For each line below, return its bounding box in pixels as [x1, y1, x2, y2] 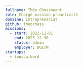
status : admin [14, 40, 44, 45]
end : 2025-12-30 [14, 36, 49, 41]
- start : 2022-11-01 [10, 31, 53, 36]
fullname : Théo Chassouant [5, 7, 62, 13]
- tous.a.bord [10, 54, 39, 59]
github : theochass [5, 21, 44, 27]
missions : [5, 26, 26, 31]
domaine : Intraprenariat [5, 17, 58, 22]
